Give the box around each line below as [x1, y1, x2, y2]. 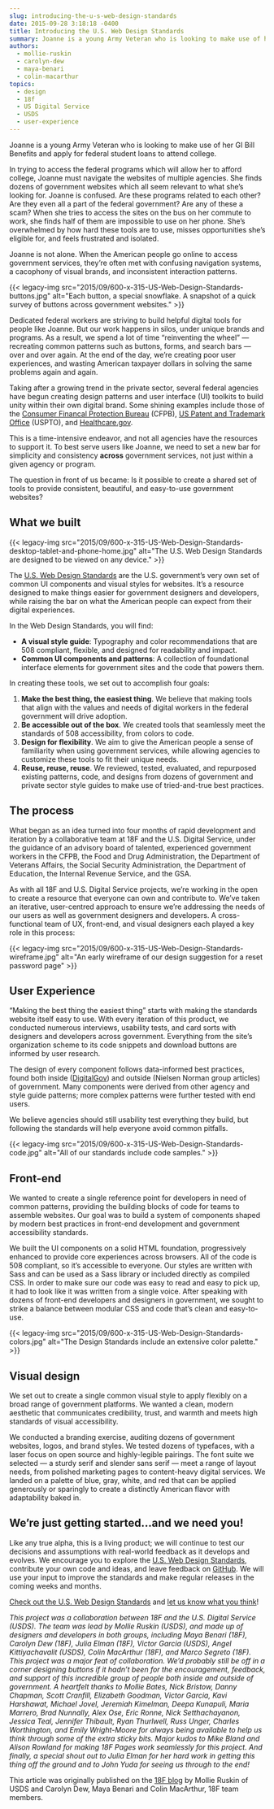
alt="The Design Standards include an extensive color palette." [47, 1337, 259, 1346]
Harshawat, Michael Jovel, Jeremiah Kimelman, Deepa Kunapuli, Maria [9, 1698, 250, 1708]
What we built [9, 515, 81, 529]
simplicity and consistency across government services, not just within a [9, 450, 254, 460]
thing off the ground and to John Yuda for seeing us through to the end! [9, 1759, 250, 1769]
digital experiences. [9, 605, 76, 615]
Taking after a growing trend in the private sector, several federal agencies [9, 383, 259, 393]
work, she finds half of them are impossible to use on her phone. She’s [9, 216, 246, 226]
